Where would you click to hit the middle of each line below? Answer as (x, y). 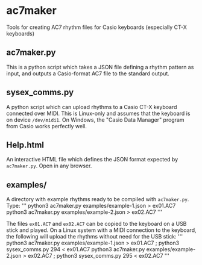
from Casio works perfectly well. (47, 126)
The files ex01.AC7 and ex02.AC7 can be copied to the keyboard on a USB (96, 224)
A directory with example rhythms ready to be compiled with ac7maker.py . (98, 199)
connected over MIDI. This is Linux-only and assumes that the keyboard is (98, 113)
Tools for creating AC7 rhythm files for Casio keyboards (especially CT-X (96, 27)
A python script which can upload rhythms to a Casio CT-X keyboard (92, 107)
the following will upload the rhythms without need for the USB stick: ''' (94, 237)
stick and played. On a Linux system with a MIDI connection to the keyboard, (101, 230)
